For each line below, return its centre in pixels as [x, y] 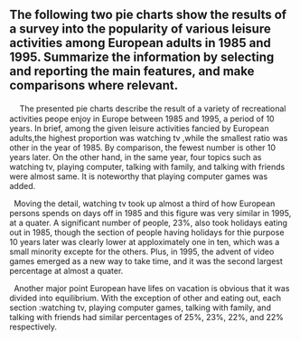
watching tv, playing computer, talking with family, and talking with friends [147, 166]
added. [23, 185]
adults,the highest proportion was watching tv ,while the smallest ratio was [149, 137]
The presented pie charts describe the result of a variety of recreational [153, 109]
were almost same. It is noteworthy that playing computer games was [139, 176]
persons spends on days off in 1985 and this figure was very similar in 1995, [150, 213]
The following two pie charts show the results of [148, 15]
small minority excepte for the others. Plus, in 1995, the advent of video [142, 251]
